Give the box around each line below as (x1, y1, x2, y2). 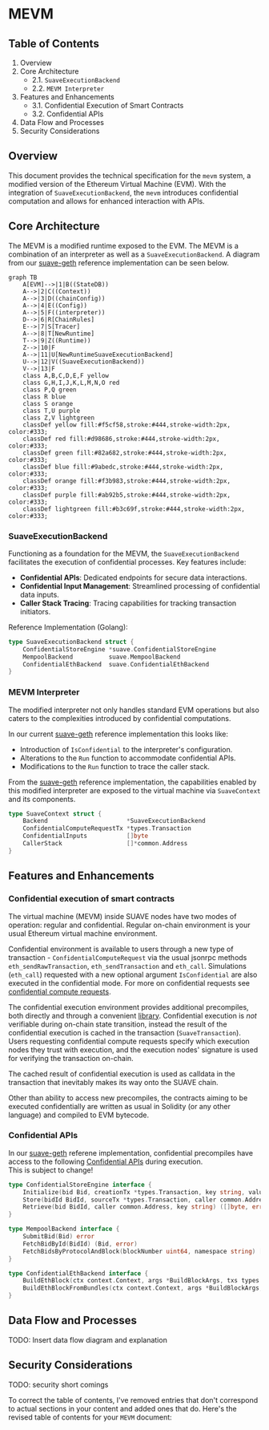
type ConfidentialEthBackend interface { (8, 1269, 149, 1278)
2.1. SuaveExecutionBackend (31, 75, 120, 84)
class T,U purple (22, 407, 81, 415)
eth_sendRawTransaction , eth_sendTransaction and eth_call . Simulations (8, 961, 247, 970)
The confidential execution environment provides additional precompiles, (8, 1002, 250, 1011)
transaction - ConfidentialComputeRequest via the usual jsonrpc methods (8, 952, 247, 962)
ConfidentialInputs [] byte (22, 832, 149, 841)
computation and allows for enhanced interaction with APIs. (8, 196, 206, 205)
